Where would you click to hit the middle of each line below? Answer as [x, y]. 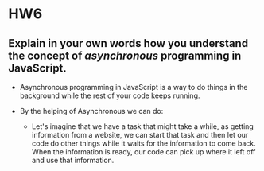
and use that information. [73, 160]
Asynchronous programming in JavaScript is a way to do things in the [134, 87]
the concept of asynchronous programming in [125, 55]
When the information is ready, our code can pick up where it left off [144, 152]
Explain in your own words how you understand [128, 43]
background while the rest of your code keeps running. [110, 95]
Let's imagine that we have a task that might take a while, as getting [143, 126]
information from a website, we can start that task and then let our [140, 135]
